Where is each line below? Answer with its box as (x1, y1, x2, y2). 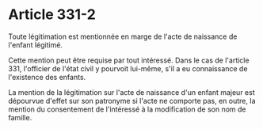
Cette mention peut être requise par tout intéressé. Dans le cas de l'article (8, 55, 250, 65)
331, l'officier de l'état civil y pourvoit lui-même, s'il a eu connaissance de (8, 63, 248, 73)
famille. (8, 112, 32, 122)
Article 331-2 (8, 6, 97, 24)
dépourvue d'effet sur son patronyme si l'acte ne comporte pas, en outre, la (8, 96, 256, 105)
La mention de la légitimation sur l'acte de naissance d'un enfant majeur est (8, 87, 255, 97)
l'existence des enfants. (8, 72, 86, 82)
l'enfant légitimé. (8, 40, 63, 49)
